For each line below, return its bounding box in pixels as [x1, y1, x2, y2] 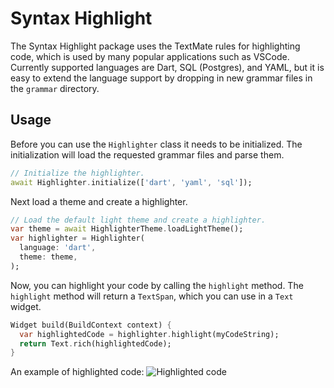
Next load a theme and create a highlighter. [10, 195, 188, 207]
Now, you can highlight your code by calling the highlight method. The [10, 279, 304, 291]
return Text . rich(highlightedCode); [19, 338, 172, 349]
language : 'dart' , [19, 243, 97, 253]
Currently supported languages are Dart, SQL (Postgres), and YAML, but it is [10, 61, 325, 73]
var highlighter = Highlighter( [10, 233, 145, 244]
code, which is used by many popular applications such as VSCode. [10, 50, 290, 62]
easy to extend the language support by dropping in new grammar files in [10, 72, 313, 84]
